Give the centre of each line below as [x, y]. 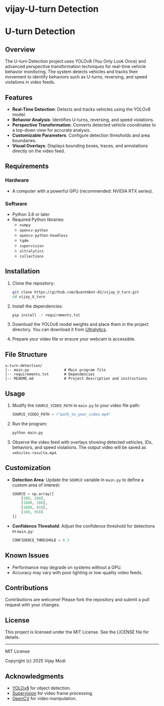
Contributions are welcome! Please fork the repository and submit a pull [77, 600]
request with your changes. [32, 605]
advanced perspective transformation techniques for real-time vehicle [76, 67]
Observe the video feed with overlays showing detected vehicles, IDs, [82, 442]
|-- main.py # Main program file [55, 370]
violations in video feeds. [30, 82]
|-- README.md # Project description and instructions [76, 379]
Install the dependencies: [38, 306]
